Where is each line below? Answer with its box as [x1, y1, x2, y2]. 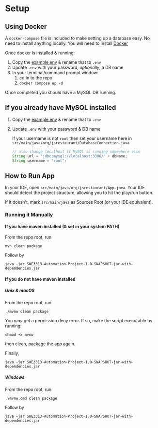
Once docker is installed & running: [5, 50, 75, 56]
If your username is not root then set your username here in [12, 135, 132, 141]
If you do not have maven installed [5, 276, 76, 282]
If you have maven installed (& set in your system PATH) [5, 223, 120, 229]
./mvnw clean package [5, 309, 49, 314]
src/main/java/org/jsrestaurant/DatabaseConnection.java [12, 140, 130, 145]
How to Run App [5, 172, 55, 180]
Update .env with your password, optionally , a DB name [12, 64, 124, 70]
